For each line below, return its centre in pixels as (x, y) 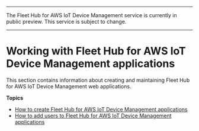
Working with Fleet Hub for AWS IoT (96, 51)
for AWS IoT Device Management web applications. (69, 86)
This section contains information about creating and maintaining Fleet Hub (98, 80)
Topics (15, 98)
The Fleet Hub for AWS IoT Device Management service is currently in (92, 15)
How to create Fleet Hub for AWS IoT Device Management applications (101, 109)
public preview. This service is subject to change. (66, 22)
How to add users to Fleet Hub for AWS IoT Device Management (93, 116)
